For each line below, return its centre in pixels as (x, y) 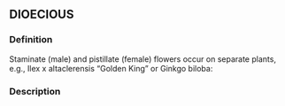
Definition (31, 40)
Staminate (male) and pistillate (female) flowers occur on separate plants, (143, 59)
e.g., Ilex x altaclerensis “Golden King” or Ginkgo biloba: (111, 68)
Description (35, 91)
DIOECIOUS (42, 15)
